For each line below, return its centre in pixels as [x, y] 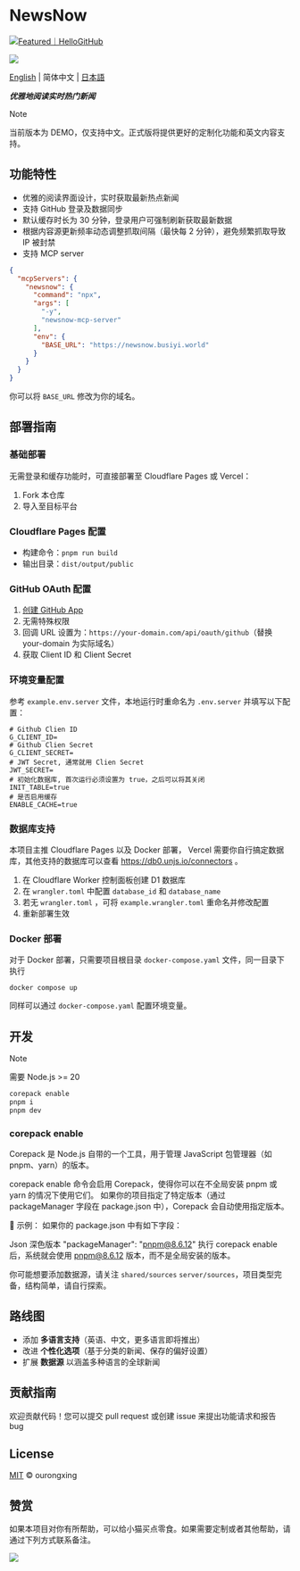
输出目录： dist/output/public [78, 563]
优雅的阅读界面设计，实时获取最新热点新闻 [100, 197]
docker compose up [43, 988]
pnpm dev [25, 1110]
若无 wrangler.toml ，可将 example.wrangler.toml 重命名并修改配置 [146, 902]
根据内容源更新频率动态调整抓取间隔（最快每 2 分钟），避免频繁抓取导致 [154, 231]
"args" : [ [51, 303]
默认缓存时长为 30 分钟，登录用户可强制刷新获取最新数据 [127, 220]
